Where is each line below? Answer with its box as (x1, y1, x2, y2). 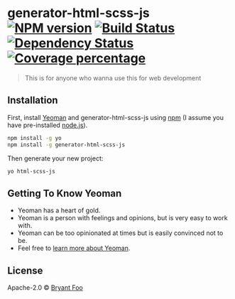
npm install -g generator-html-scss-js (7, 141, 126, 148)
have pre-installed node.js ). (7, 121, 88, 129)
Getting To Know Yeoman (7, 187, 122, 200)
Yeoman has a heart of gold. (17, 206, 101, 214)
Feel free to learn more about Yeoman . (17, 244, 131, 253)
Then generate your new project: (7, 154, 104, 163)
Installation (7, 94, 58, 107)
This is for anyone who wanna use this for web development (24, 73, 202, 82)
